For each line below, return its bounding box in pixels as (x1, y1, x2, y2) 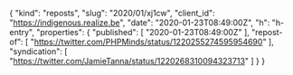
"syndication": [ (9, 46, 68, 57)
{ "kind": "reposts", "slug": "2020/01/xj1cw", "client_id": (9, 8, 215, 18)
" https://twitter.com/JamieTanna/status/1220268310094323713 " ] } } (9, 56, 265, 66)
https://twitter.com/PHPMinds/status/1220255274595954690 (33, 36, 263, 47)
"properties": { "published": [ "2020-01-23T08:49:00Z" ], (35, 27, 250, 37)
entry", (9, 27, 34, 37)
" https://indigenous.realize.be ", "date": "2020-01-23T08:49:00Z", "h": (9, 17, 270, 28)
